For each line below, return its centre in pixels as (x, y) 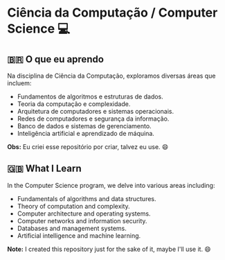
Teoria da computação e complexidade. (74, 104)
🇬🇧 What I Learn (44, 169)
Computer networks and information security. (82, 220)
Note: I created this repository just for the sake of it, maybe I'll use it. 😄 (109, 249)
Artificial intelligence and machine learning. (79, 235)
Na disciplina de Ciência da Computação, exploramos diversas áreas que (111, 76)
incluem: (19, 83)
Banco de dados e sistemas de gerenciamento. (84, 126)
